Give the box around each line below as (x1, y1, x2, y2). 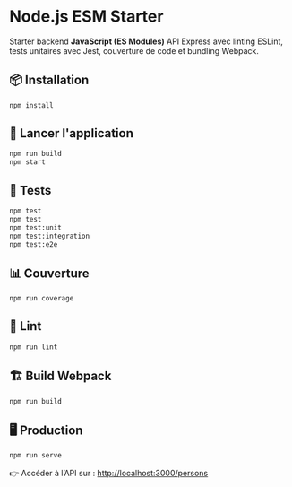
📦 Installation (9, 73, 90, 88)
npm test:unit (9, 222, 63, 232)
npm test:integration (9, 231, 90, 240)
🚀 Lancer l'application (9, 126, 134, 141)
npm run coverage (9, 294, 74, 303)
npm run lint (9, 343, 58, 352)
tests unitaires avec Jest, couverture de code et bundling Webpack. (9, 45, 260, 56)
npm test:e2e (9, 239, 58, 248)
